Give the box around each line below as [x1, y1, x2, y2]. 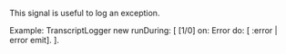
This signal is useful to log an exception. [9, 8, 160, 18]
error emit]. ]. [9, 35, 59, 45]
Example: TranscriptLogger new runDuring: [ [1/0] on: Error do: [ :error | [9, 25, 278, 35]
